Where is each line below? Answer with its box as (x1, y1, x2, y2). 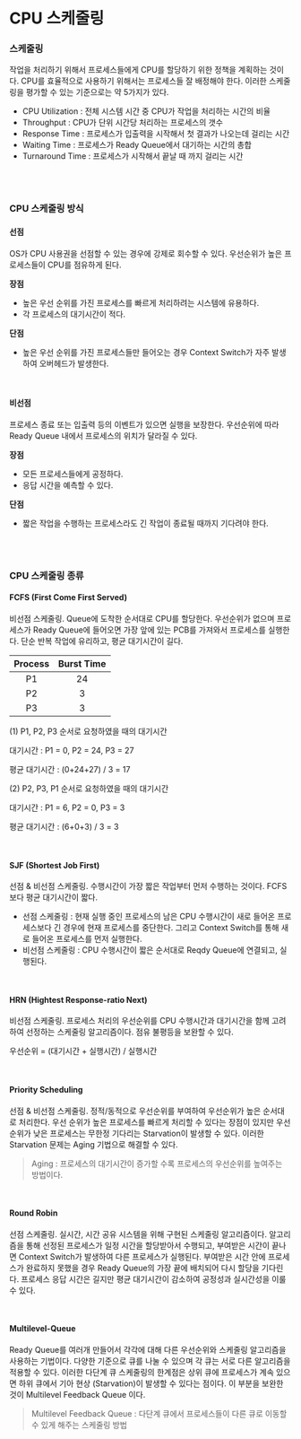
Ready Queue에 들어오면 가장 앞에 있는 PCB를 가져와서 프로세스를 (32, 624, 266, 635)
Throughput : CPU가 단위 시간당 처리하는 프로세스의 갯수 (21, 118, 224, 128)
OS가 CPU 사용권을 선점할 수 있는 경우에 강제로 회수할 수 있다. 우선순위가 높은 (9, 248, 282, 258)
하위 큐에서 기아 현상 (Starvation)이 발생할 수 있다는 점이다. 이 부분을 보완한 (18, 1378, 284, 1389)
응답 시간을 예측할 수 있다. (21, 479, 114, 490)
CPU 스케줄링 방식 (9, 203, 84, 215)
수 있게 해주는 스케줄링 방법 (30, 1419, 128, 1430)
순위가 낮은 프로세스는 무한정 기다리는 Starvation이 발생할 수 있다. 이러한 (9, 1128, 264, 1138)
